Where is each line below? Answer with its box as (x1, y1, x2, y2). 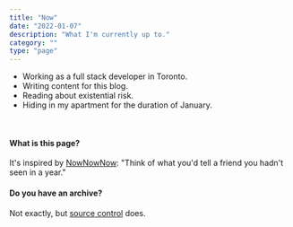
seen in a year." (9, 167, 66, 178)
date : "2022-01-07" (9, 22, 82, 31)
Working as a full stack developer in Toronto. (22, 71, 188, 82)
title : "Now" (9, 13, 58, 22)
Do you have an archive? (9, 188, 103, 198)
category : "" (9, 38, 58, 48)
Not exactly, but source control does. (9, 207, 146, 218)
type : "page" (9, 47, 58, 56)
